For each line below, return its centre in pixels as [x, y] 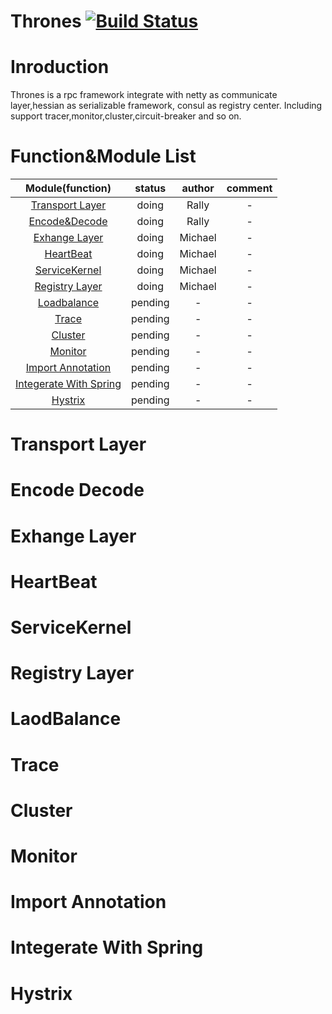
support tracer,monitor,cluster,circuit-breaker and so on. [126, 116]
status [150, 188]
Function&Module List [103, 156]
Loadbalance [68, 303]
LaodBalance [66, 719]
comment [249, 188]
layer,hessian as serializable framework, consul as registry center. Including [166, 106]
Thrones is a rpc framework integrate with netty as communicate [144, 95]
